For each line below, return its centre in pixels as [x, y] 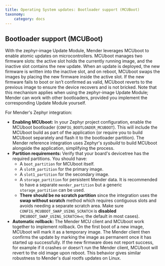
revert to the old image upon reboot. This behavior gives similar [77, 253]
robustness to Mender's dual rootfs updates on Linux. [67, 258]
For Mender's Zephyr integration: [39, 113]
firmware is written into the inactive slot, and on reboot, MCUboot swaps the [82, 71]
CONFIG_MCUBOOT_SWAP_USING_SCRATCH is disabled [68, 211]
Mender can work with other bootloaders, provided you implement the [76, 98]
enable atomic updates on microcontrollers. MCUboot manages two [74, 56]
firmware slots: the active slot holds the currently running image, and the [79, 61]
